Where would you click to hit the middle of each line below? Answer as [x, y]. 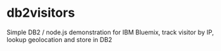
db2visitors [41, 13]
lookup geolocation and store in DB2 [59, 39]
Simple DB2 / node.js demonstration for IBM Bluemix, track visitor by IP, [110, 32]
